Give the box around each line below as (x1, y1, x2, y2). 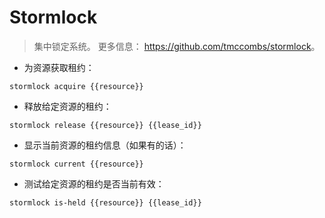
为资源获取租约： (23, 61, 95, 73)
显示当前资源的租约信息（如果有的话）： (23, 139, 187, 151)
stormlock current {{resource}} (9, 159, 144, 169)
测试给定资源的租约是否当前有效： (23, 177, 165, 190)
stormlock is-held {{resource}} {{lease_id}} (9, 197, 202, 208)
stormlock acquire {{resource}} (9, 81, 144, 91)
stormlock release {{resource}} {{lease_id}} (9, 120, 202, 130)
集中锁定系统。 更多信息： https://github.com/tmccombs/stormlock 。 (33, 40, 321, 52)
